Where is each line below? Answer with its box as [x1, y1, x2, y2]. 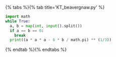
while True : [5, 19, 30, 24]
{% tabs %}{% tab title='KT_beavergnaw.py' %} [5, 5, 105, 10]
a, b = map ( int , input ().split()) [10, 23, 82, 28]
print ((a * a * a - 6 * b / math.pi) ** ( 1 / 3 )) [10, 37, 112, 42]
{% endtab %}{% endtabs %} [5, 46, 67, 52]
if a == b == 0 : [10, 28, 44, 33]
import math [5, 14, 30, 19]
